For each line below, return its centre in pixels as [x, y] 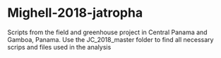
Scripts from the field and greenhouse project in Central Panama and [107, 32]
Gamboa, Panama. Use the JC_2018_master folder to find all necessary [110, 39]
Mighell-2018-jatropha [75, 13]
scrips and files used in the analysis [59, 47]
